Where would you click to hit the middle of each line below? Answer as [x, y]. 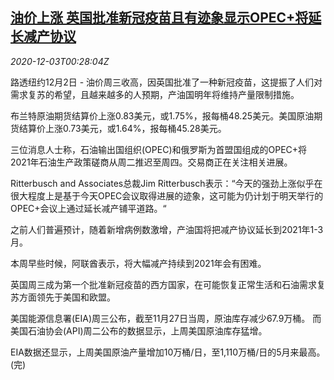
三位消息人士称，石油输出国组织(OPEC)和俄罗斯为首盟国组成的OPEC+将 [159, 149]
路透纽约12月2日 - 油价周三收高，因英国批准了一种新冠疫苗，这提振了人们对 [166, 82]
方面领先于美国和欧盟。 [67, 297]
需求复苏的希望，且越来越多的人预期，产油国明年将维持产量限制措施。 [155, 94]
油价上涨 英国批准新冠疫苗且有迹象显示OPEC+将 [159, 18]
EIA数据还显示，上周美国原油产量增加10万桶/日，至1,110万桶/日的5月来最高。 [168, 352]
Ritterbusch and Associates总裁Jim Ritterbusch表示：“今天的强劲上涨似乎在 [166, 183]
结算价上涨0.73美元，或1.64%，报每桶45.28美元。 [122, 128]
